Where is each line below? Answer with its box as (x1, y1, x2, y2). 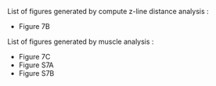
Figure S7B (18, 69, 55, 77)
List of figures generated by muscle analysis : (7, 37, 154, 46)
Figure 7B (18, 22, 50, 30)
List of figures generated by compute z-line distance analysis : (7, 7, 209, 16)
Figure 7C (18, 52, 51, 61)
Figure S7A (18, 60, 54, 70)
